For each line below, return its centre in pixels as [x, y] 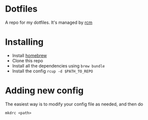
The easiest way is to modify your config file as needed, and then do [74, 104]
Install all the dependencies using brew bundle [58, 66]
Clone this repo [27, 60]
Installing [24, 42]
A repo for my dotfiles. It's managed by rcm [49, 22]
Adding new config [44, 91]
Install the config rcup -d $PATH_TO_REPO [53, 71]
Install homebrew [30, 55]
